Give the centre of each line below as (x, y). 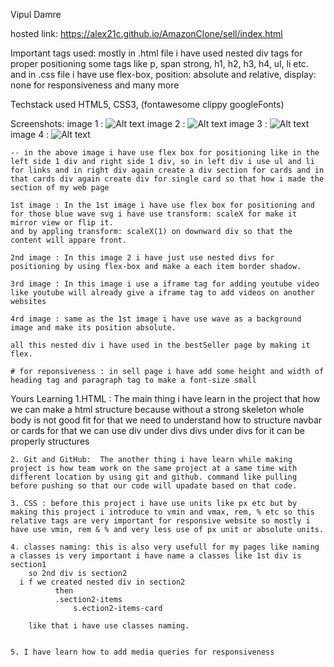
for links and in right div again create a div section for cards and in (167, 170)
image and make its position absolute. (93, 328)
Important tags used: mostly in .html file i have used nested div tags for (156, 53)
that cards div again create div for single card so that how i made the (167, 179)
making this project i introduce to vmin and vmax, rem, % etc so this (162, 512)
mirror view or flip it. (62, 223)
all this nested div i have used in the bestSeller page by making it (160, 345)
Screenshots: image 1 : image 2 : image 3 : (139, 123)
